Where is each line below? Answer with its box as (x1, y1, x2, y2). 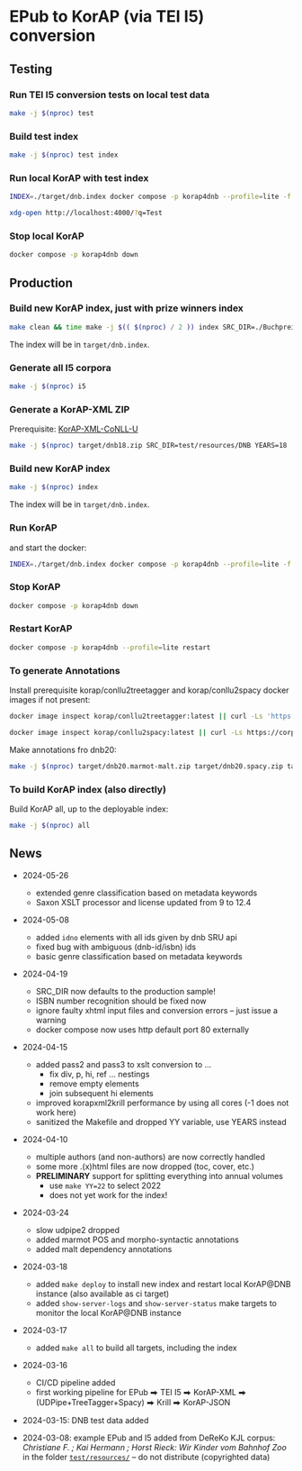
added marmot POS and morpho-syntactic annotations (35, 1234, 240, 1245)
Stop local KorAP (9, 230, 84, 242)
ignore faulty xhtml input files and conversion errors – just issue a (35, 1004, 279, 1015)
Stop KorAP (9, 581, 61, 594)
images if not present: (9, 695, 91, 705)
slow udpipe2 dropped (35, 1224, 120, 1235)
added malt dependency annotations (35, 1243, 173, 1254)
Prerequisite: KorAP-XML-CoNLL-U (9, 423, 138, 434)
